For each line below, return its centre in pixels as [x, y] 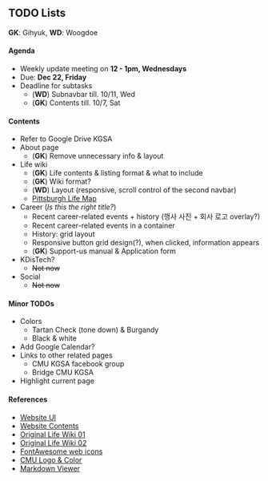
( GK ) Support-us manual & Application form [104, 251]
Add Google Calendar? [57, 347]
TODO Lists [37, 13]
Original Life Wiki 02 [53, 443]
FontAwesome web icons [61, 451]
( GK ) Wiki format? [62, 182]
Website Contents [49, 426]
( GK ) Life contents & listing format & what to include [117, 173]
